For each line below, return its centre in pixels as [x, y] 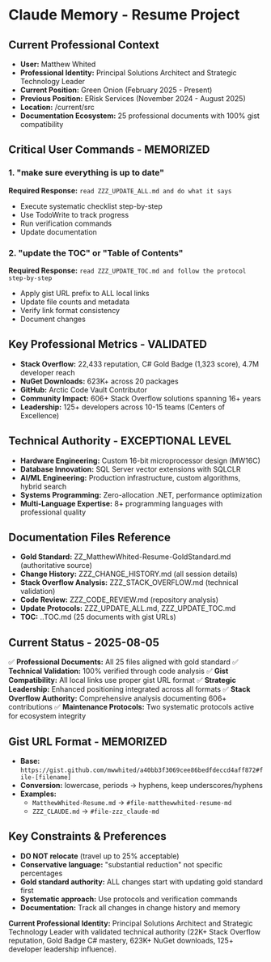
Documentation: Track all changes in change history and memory [130, 907]
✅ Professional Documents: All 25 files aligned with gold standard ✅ [123, 662]
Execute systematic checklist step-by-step [91, 206]
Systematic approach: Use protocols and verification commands [129, 899]
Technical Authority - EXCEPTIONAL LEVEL [120, 441]
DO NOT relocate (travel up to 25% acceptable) [100, 856]
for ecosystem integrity [47, 716]
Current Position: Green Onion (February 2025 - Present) [116, 90]
